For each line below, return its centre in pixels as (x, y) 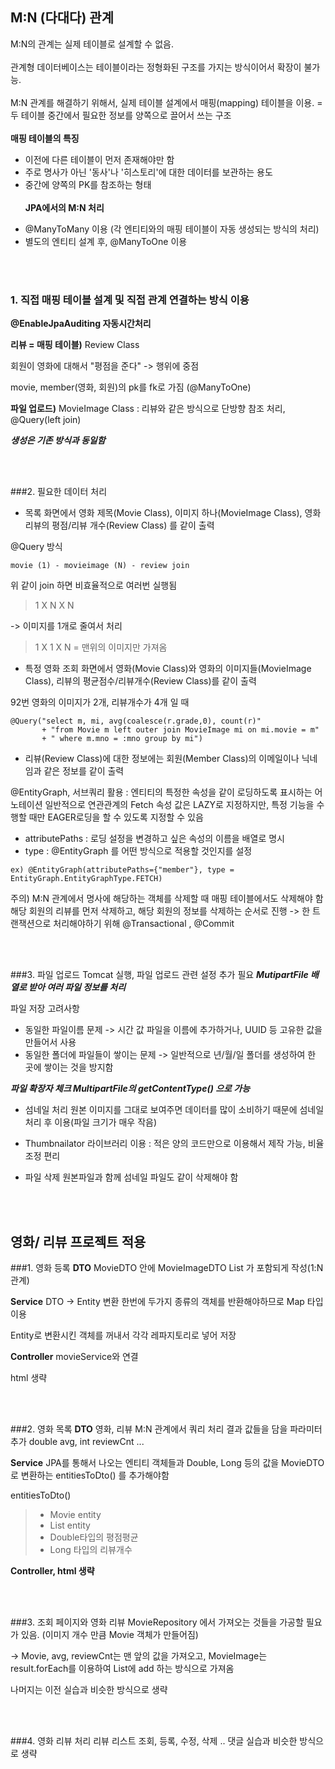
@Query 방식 (36, 547)
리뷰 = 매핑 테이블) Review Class (75, 345)
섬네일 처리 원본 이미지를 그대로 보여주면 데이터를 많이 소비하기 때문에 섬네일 (174, 1110)
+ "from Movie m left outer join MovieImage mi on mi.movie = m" (180, 730)
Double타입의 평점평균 (94, 1537)
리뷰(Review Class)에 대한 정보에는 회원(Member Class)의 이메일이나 (162, 759)
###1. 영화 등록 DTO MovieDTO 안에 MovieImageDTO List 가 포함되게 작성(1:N (167, 1267)
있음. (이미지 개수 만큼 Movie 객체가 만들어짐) (109, 1634)
